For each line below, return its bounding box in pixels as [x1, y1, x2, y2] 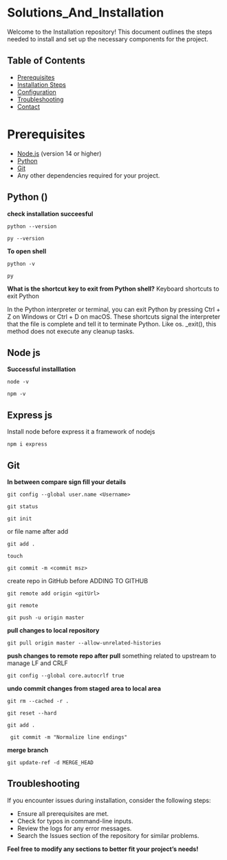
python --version [7, 222, 57, 230]
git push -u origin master [7, 614, 85, 621]
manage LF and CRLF [7, 659, 69, 667]
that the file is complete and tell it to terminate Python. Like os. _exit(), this [7, 319, 217, 328]
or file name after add [7, 527, 69, 535]
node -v [7, 379, 30, 386]
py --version [7, 235, 45, 242]
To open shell [7, 247, 47, 255]
